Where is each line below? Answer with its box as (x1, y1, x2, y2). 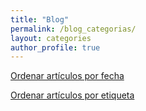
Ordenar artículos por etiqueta (10, 89, 135, 101)
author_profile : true (10, 42, 101, 53)
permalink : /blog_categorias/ (10, 24, 137, 34)
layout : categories (10, 33, 92, 43)
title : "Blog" (10, 14, 70, 25)
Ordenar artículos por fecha (10, 70, 125, 82)
